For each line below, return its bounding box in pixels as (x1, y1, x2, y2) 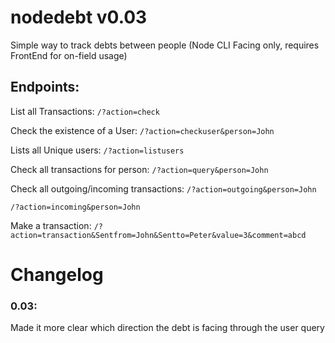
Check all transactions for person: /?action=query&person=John (10, 163, 269, 175)
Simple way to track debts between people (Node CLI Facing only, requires (10, 39, 320, 51)
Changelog (10, 263, 104, 286)
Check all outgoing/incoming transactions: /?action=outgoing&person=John (10, 182, 317, 195)
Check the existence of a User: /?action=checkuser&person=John (10, 124, 275, 136)
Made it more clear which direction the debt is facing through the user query (10, 322, 325, 334)
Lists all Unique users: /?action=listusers (10, 144, 185, 156)
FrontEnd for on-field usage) (10, 49, 128, 61)
